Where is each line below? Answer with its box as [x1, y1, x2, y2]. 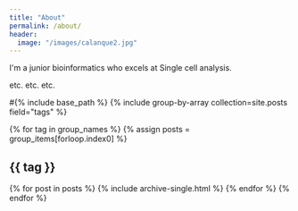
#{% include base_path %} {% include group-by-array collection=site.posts [9, 97, 288, 108]
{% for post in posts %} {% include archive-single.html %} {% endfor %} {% [9, 183, 290, 194]
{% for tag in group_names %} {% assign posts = [9, 124, 190, 135]
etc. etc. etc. [9, 80, 55, 90]
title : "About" [9, 13, 66, 22]
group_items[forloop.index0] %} [9, 133, 128, 144]
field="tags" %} [9, 106, 68, 117]
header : [9, 30, 38, 38]
